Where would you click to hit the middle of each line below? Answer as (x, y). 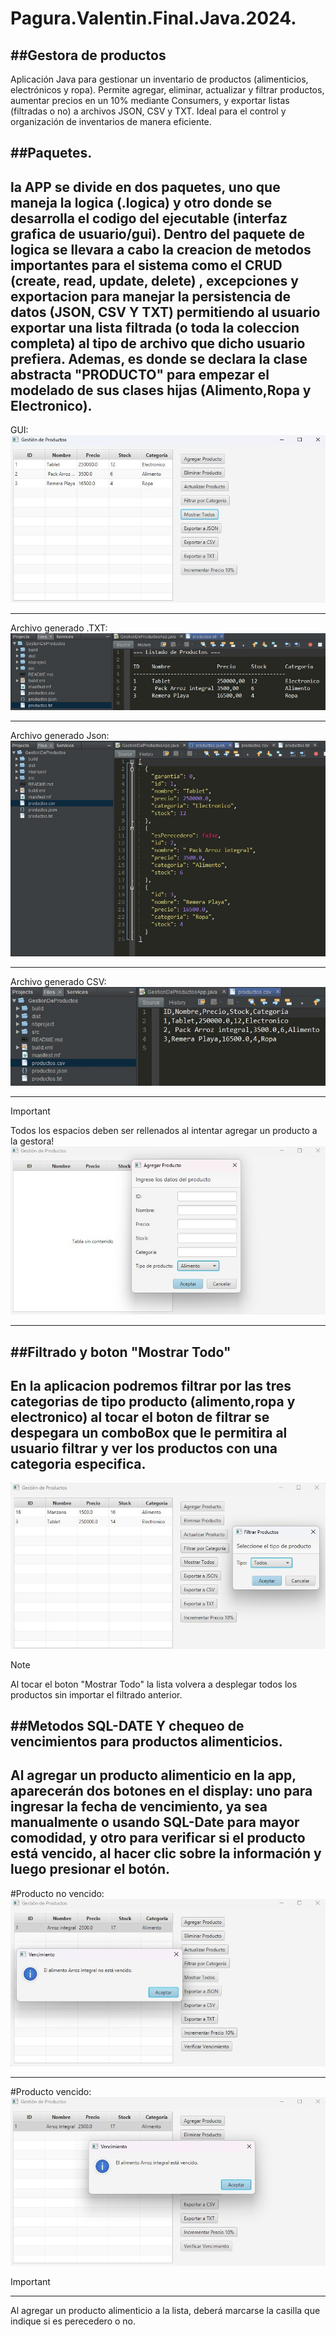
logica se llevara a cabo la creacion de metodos (161, 249)
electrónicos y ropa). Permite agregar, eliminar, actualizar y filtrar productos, (167, 90)
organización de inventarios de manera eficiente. (111, 121)
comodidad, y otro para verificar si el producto (158, 1838)
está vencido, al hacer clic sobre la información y (166, 1853)
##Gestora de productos (88, 55)
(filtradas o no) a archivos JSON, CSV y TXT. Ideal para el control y (148, 111)
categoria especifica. (78, 1464)
